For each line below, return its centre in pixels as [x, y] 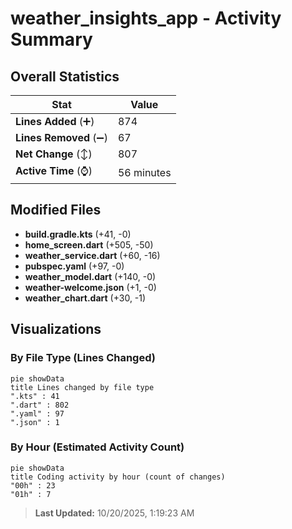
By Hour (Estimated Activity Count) [97, 447]
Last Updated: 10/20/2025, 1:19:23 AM [114, 513]
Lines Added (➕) [55, 121]
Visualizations [56, 329]
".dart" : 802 [40, 405]
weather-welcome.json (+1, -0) [90, 287]
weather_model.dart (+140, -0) [90, 276]
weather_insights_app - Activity [146, 18]
